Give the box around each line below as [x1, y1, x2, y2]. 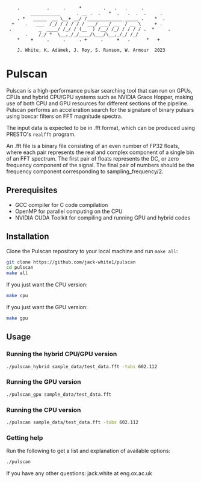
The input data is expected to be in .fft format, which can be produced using [6, 124, 196, 131]
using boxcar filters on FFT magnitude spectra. [6, 112, 123, 120]
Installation [6, 232, 49, 242]
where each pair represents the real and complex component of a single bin [6, 149, 194, 156]
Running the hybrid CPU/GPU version [6, 350, 117, 358]
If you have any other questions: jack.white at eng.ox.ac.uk [6, 470, 152, 477]
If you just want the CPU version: [6, 281, 88, 288]
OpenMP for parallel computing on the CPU [14, 208, 123, 215]
